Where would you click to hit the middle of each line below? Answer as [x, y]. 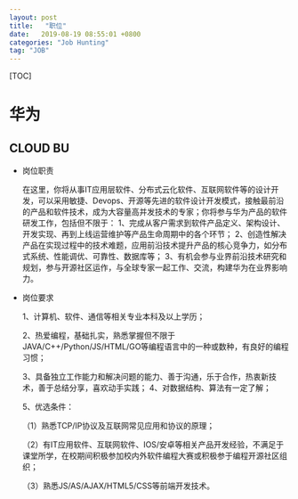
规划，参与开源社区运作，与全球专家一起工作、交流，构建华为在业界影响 [154, 267]
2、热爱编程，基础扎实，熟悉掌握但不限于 [99, 336]
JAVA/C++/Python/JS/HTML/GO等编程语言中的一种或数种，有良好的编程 [155, 347]
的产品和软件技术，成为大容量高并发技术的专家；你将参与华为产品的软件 [154, 212]
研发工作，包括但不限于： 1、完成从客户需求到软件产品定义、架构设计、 [153, 223]
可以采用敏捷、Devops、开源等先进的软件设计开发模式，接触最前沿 [161, 200]
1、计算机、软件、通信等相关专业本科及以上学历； [113, 316]
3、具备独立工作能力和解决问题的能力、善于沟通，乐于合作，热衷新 [145, 377]
